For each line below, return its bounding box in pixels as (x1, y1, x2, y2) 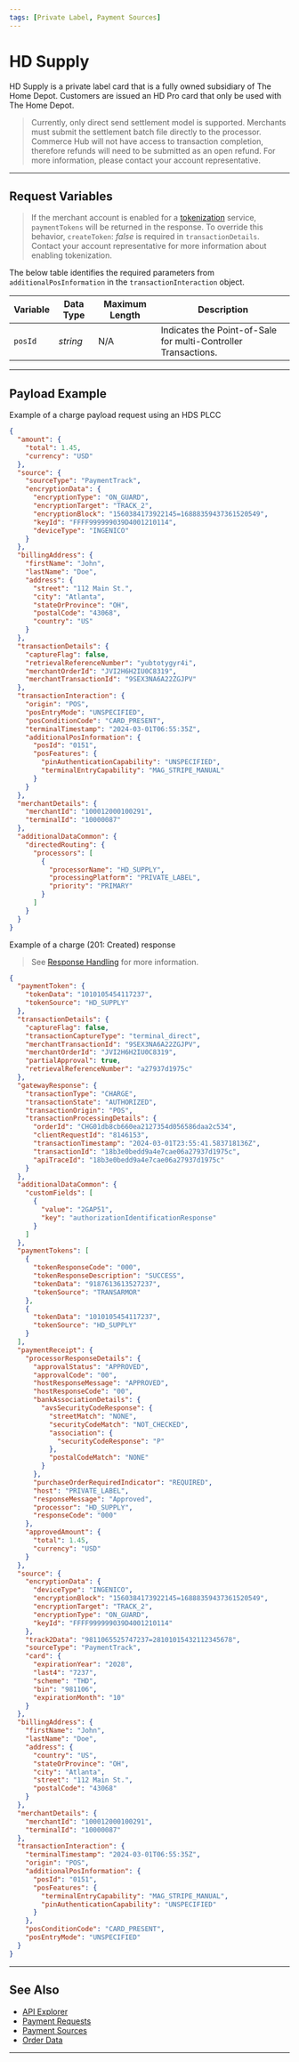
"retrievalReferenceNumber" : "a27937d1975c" (25, 1065, 193, 1074)
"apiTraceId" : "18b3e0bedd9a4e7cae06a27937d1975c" (32, 1156, 225, 1164)
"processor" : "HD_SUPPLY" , (32, 1502, 133, 1512)
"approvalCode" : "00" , (32, 1371, 117, 1380)
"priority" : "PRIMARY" (48, 882, 133, 890)
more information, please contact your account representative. (30, 155, 261, 165)
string (58, 335, 83, 348)
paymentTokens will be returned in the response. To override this (30, 222, 264, 232)
